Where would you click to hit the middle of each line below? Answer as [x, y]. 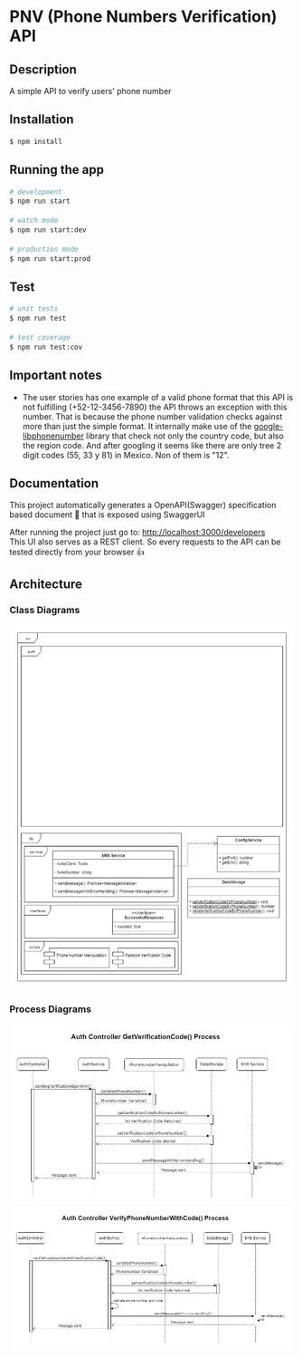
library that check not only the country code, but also [185, 436]
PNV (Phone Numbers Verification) [143, 17]
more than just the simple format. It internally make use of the [137, 426]
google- [269, 426]
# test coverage [40, 337]
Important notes [56, 375]
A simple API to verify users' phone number [90, 91]
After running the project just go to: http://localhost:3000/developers [137, 533]
